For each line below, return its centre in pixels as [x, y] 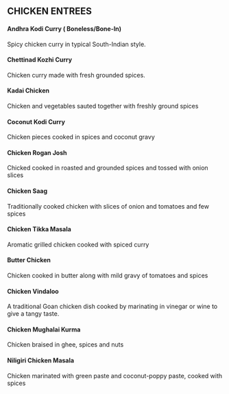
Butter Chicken [29, 260]
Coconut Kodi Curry [36, 121]
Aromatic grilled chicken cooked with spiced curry [78, 244]
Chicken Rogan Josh [37, 152]
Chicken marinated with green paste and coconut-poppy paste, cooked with [115, 375]
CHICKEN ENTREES [50, 11]
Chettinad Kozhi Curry [40, 60]
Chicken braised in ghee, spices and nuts [65, 345]
